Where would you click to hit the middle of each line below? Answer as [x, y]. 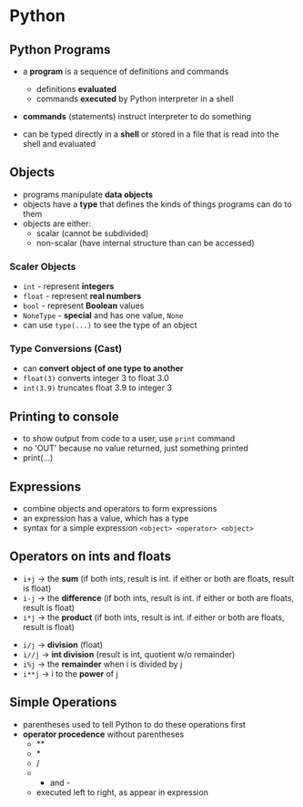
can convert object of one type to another [103, 368]
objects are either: [56, 223]
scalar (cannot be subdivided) [92, 233]
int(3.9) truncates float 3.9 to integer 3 [97, 388]
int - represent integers [68, 286]
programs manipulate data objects [87, 194]
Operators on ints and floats [91, 557]
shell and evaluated [59, 144]
